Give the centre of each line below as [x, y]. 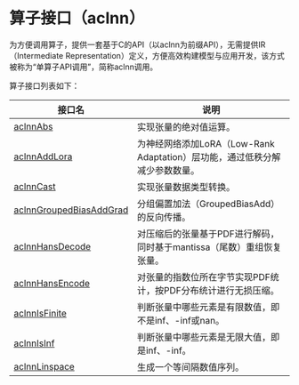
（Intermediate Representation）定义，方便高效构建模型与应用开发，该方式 [147, 55]
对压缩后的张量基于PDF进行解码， [208, 234]
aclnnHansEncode [52, 283]
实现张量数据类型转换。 [186, 187]
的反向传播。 [164, 217]
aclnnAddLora [43, 156]
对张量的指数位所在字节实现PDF [203, 277]
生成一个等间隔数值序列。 [190, 367]
